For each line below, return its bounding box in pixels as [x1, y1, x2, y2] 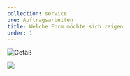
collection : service [7, 10, 68, 17]
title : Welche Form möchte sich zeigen [7, 23, 124, 30]
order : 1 [7, 29, 33, 37]
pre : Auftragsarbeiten [7, 17, 73, 23]
